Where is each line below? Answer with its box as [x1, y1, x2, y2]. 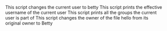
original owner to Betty [5, 20, 53, 26]
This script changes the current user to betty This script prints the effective [5, 4, 162, 10]
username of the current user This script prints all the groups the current [5, 9, 157, 15]
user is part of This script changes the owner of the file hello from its [5, 15, 148, 20]
